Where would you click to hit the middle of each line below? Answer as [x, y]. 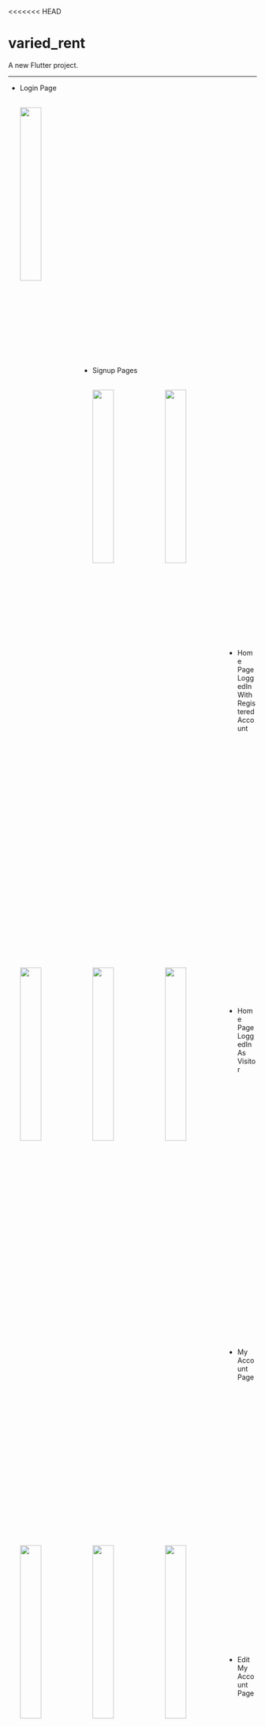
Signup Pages [115, 370]
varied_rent [47, 43]
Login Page [38, 88]
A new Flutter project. [43, 65]
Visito [246, 1061]
